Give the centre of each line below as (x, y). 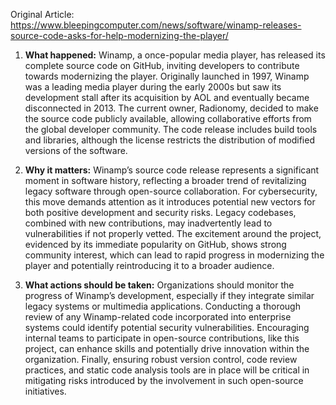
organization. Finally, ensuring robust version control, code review (161, 359)
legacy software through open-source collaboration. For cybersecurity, (171, 191)
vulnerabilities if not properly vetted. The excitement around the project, (173, 233)
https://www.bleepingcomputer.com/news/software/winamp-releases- (156, 25)
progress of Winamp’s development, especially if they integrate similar (169, 295)
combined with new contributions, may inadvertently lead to (148, 223)
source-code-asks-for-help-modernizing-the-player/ (119, 35)
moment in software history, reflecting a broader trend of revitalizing (165, 180)
